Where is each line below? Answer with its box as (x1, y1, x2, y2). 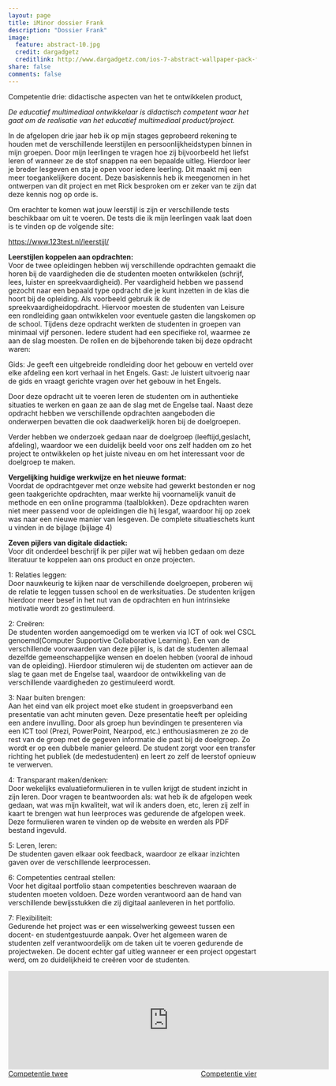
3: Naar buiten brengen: (8, 692, 86, 702)
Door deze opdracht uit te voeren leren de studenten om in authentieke (8, 391, 239, 401)
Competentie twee (8, 1069, 69, 1078)
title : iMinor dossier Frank (8, 19, 104, 27)
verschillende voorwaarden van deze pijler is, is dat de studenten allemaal (8, 644, 248, 653)
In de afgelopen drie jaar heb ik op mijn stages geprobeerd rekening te (8, 131, 237, 140)
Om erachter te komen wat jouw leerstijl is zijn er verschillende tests (8, 204, 230, 214)
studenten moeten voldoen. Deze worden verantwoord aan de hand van (8, 889, 242, 899)
